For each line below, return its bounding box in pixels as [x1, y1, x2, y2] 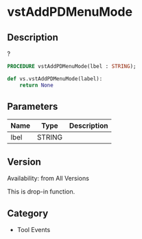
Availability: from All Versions [7, 174, 89, 183]
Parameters [7, 101, 58, 113]
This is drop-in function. [7, 187, 75, 196]
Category [7, 207, 49, 219]
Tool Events [16, 226, 51, 234]
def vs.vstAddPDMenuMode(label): [7, 75, 103, 82]
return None [19, 82, 54, 89]
